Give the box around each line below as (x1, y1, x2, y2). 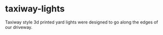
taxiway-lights (5, 3, 65, 14)
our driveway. (5, 24, 33, 30)
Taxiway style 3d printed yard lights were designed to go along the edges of (5, 19, 159, 25)
